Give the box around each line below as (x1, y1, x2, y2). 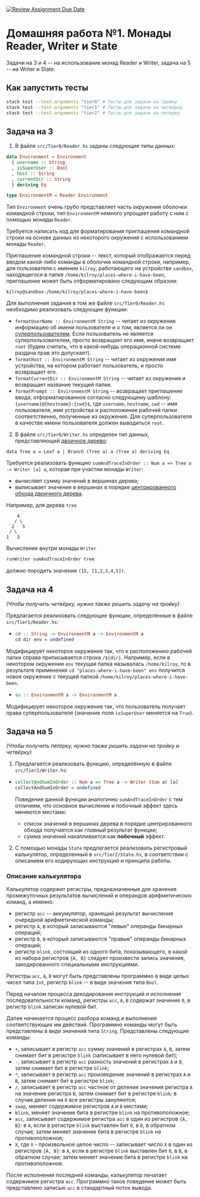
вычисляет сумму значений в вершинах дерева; (14, 477, 139, 484)
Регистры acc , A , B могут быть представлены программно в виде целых (6, 972, 189, 980)
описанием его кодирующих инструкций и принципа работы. (14, 857, 172, 865)
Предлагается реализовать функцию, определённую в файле (14, 760, 172, 768)
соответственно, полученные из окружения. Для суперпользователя (14, 413, 192, 420)
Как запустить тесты (6, 83, 88, 93)
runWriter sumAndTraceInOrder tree (6, 556, 95, 562)
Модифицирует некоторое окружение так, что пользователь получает (6, 702, 186, 710)
